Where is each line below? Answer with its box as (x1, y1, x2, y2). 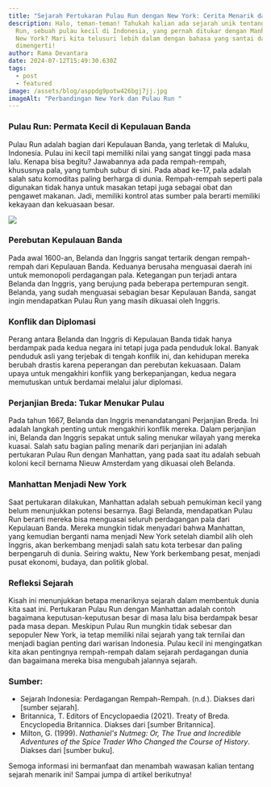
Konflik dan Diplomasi (8, 316, 96, 327)
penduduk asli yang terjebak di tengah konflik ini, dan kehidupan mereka (8, 352, 250, 362)
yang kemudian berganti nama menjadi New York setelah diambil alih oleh (8, 531, 253, 541)
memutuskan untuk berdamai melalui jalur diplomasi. (8, 377, 183, 387)
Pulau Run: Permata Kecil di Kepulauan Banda (8, 121, 191, 132)
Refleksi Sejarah (8, 577, 74, 588)
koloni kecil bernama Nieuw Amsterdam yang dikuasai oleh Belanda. (8, 458, 236, 468)
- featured (15, 79, 52, 87)
